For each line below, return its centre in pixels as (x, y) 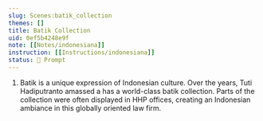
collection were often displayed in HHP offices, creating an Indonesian (135, 100)
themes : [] (26, 23)
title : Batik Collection (49, 30)
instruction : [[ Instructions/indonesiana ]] (82, 53)
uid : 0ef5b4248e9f (39, 38)
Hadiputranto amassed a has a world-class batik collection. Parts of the (137, 91)
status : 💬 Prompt (37, 60)
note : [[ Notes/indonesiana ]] (57, 45)
